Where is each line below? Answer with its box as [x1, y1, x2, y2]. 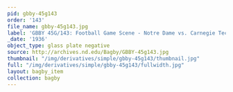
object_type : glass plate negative [7, 42, 110, 49]
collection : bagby [7, 74, 60, 82]
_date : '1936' [7, 36, 49, 43]
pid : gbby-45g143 [7, 10, 58, 17]
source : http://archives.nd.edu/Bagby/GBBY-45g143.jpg [7, 49, 169, 56]
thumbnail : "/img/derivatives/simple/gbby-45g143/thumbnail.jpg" [7, 55, 200, 62]
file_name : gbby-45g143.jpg [7, 23, 89, 30]
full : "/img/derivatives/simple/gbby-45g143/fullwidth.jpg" [7, 62, 185, 68]
